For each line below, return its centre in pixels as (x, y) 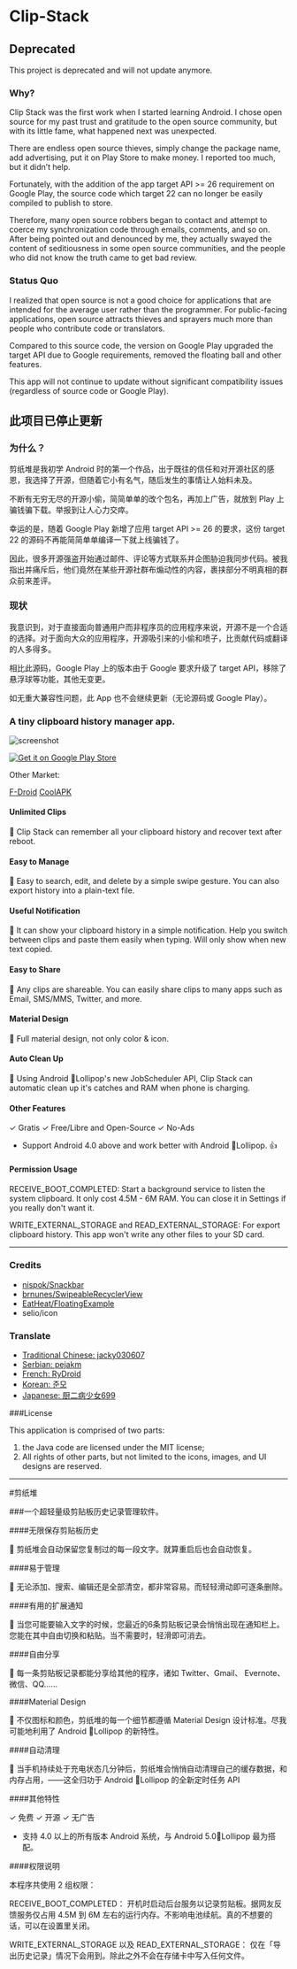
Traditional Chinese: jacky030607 (84, 1355)
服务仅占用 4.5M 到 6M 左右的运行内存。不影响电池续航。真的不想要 (141, 1915)
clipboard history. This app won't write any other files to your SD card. (137, 1234)
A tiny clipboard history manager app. (92, 721)
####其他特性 (34, 1799)
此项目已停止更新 (56, 421)
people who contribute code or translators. (87, 328)
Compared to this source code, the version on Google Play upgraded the (141, 345)
